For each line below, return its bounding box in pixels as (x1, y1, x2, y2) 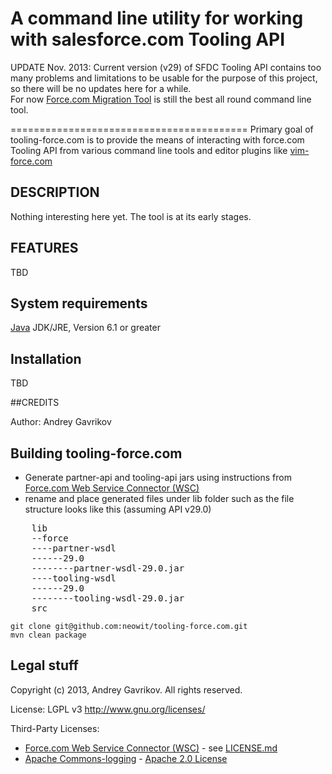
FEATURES (10, 240, 79, 257)
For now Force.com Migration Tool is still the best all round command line (10, 93, 312, 105)
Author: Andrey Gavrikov (10, 416, 112, 428)
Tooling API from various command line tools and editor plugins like (10, 144, 288, 156)
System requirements (10, 295, 148, 312)
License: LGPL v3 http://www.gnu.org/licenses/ (10, 703, 206, 715)
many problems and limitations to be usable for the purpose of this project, (10, 72, 318, 84)
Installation (10, 350, 82, 367)
